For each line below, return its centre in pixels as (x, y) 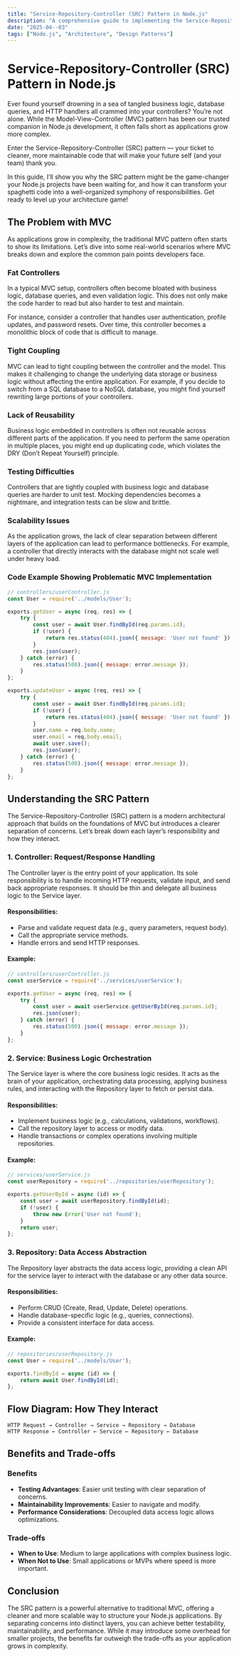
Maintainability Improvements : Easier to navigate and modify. (109, 1504)
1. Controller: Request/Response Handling (81, 857)
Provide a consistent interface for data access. (86, 1322)
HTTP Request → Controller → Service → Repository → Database (101, 1426)
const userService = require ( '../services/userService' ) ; (95, 981)
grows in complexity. (38, 1646)
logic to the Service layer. (44, 895)
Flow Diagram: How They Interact (83, 1409)
